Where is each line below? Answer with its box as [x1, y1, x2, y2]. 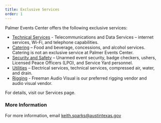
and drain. [12, 70, 32, 76]
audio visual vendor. [12, 80, 52, 86]
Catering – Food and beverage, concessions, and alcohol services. [12, 44, 145, 50]
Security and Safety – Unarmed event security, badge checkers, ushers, [12, 55, 157, 60]
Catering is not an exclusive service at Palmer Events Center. [12, 49, 134, 55]
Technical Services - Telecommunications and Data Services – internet [12, 34, 154, 40]
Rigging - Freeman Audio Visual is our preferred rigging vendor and [12, 75, 147, 81]
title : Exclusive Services [5, 7, 60, 12]
